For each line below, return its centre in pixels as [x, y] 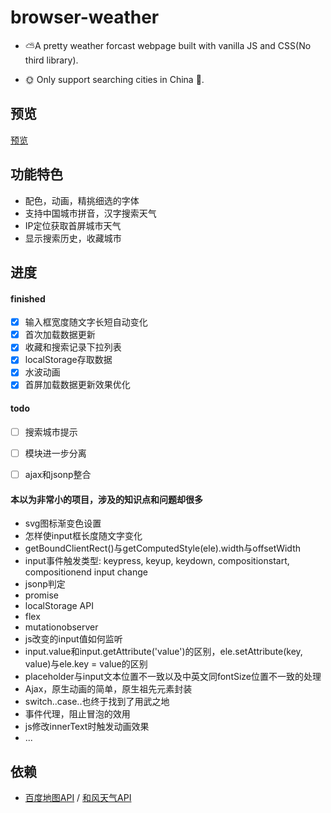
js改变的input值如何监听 [73, 639]
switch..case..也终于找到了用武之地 [97, 702]
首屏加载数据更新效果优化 [77, 385]
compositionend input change [86, 572]
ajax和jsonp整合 [58, 474]
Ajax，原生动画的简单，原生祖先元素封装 [108, 689]
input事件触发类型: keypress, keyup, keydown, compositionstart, [157, 561]
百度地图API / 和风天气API [78, 797]
